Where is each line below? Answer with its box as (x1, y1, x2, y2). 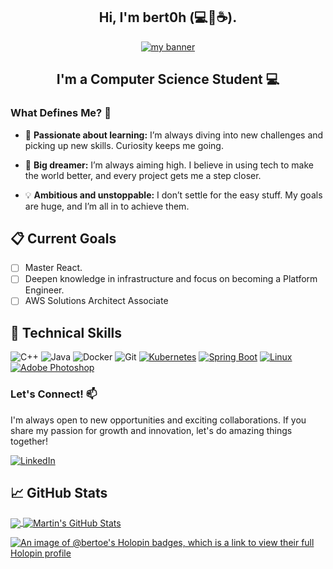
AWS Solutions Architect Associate (24, 295, 169, 307)
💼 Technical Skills (10, 324, 123, 341)
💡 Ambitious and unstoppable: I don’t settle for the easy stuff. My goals (24, 189, 323, 201)
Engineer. (24, 284, 65, 296)
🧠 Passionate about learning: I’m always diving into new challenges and (24, 129, 324, 141)
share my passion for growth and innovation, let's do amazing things (10, 424, 293, 436)
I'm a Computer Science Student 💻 (56, 71, 280, 88)
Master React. (24, 262, 83, 274)
